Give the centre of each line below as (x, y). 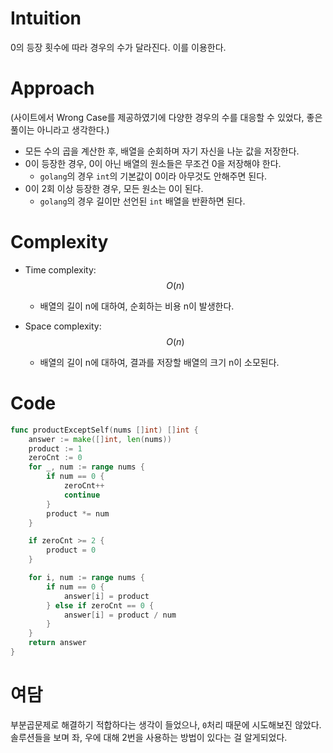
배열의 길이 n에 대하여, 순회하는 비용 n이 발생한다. (137, 306)
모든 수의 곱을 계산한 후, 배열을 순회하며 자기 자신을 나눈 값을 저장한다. (162, 151)
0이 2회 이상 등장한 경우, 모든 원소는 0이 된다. (114, 188)
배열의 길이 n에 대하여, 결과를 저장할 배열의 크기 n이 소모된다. (159, 362)
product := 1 (55, 448)
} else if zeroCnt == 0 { (100, 605)
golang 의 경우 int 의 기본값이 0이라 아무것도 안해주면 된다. (153, 176)
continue (82, 495)
